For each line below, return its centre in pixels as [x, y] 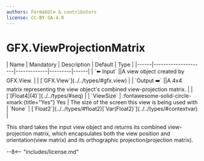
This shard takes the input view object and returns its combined [86, 127]
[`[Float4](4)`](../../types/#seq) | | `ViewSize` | [64, 96]
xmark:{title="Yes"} [31, 102]
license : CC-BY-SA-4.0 [35, 18]
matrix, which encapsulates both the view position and [102, 134]
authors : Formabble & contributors [52, 12]
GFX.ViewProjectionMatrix [76, 48]
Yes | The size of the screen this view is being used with [127, 102]
